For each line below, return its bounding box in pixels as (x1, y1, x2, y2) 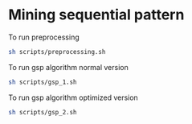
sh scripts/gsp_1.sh (8, 78, 78, 86)
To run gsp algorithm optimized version (8, 93, 138, 102)
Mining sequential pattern (8, 6, 185, 24)
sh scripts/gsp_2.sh (8, 108, 78, 116)
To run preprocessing (8, 32, 80, 42)
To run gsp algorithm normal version (8, 62, 129, 72)
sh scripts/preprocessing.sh (8, 48, 106, 56)
